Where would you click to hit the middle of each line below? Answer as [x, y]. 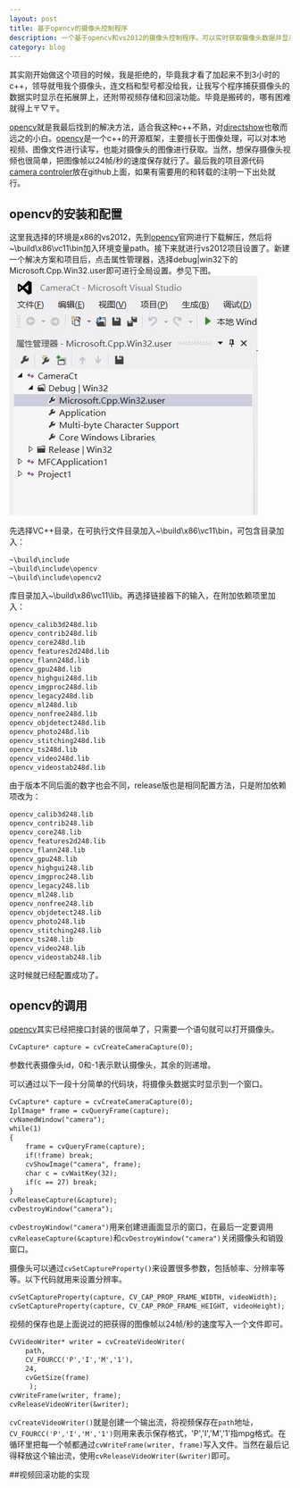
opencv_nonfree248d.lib [54, 715]
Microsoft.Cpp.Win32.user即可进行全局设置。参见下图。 [112, 271]
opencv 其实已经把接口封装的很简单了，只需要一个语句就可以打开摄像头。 [144, 1029]
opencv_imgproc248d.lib [54, 688]
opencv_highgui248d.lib [54, 679]
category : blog [37, 47]
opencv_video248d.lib [50, 759]
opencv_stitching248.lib [55, 931]
